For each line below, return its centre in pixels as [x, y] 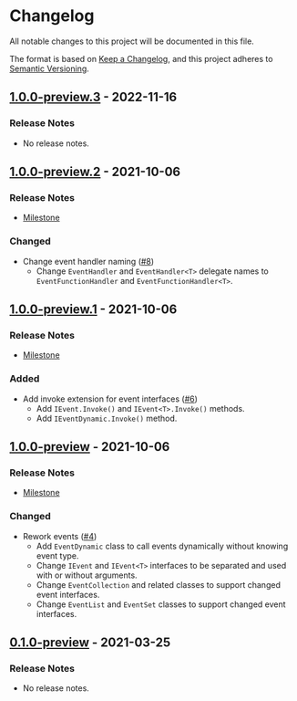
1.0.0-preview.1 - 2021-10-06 [93, 309]
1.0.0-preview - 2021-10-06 [90, 447]
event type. [57, 555]
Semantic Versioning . [49, 68]
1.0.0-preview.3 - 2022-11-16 [93, 97]
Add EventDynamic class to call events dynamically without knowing [162, 546]
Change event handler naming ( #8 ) [88, 261]
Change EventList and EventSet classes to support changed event [161, 604]
